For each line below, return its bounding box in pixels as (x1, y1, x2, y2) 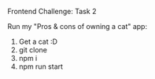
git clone (18, 45, 48, 54)
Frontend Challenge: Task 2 (7, 7, 97, 16)
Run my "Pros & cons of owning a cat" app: (7, 22, 147, 31)
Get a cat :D (18, 37, 58, 46)
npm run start (18, 62, 64, 71)
